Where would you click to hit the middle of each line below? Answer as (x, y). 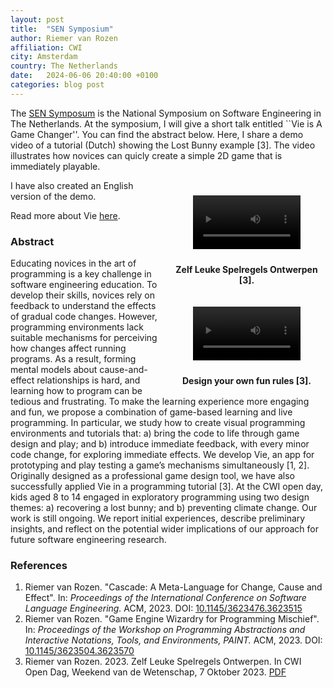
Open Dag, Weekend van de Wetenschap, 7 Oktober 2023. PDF (155, 672)
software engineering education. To (84, 285)
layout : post (37, 19)
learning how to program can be (76, 391)
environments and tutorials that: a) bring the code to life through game (155, 433)
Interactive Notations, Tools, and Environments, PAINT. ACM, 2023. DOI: (173, 640)
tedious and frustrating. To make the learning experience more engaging (160, 402)
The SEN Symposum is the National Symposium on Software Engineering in (166, 113)
